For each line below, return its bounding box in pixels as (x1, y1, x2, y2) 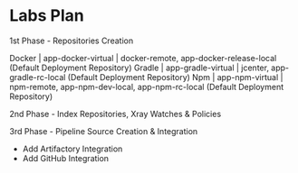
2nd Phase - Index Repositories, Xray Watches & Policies (9, 108, 222, 119)
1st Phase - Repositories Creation (9, 35, 134, 46)
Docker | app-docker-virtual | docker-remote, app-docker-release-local (9, 52, 277, 63)
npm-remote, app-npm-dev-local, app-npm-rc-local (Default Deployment (9, 81, 284, 92)
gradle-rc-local (9, 71, 66, 82)
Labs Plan (9, 5, 84, 26)
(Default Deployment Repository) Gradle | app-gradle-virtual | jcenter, (9, 62, 270, 73)
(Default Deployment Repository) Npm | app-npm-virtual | (67, 71, 284, 82)
